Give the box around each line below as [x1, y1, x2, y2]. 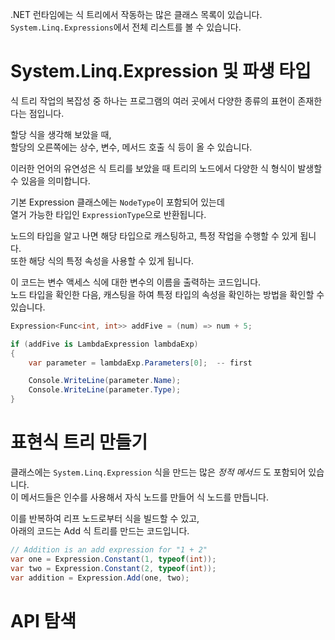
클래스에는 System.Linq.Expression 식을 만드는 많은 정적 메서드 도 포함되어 [10, 466, 307, 478]
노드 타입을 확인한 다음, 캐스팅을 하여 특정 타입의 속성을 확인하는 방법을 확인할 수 [10, 288, 325, 300]
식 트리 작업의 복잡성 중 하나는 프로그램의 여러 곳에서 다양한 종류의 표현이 [10, 94, 296, 107]
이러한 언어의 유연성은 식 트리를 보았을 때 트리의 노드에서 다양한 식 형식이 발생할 [10, 162, 323, 174]
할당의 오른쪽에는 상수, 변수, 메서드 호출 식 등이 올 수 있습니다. [10, 141, 253, 153]
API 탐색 [10, 609, 77, 632]
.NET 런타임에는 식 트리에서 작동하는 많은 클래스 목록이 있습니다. [10, 9, 263, 20]
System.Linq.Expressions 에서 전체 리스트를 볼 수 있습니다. [10, 21, 242, 33]
